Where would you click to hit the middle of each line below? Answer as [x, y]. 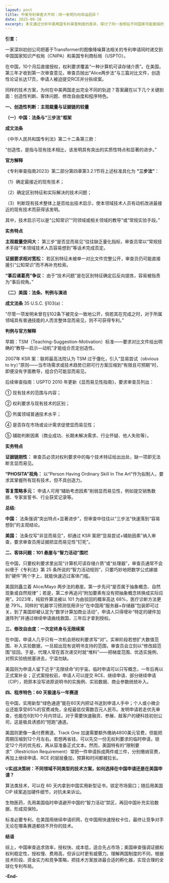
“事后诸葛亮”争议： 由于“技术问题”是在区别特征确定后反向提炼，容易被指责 [83, 276]
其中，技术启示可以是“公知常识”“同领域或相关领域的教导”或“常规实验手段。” [82, 220]
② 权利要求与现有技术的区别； [38, 403]
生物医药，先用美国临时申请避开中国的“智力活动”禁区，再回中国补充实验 [80, 803]
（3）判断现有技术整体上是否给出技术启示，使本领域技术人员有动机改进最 [81, 203]
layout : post [19, 10]
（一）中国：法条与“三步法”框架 [38, 118]
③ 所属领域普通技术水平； [33, 414]
